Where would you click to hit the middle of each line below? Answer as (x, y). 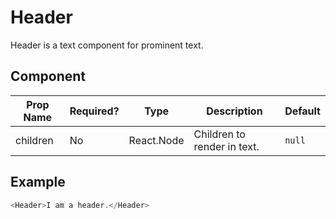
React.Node (156, 140)
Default (302, 111)
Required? (94, 111)
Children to (219, 134)
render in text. (226, 146)
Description (234, 111)
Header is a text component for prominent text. (107, 45)
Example (38, 182)
